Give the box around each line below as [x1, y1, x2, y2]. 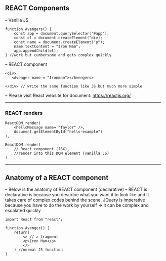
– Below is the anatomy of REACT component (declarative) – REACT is [5, 186, 147, 192]
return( [14, 230, 30, 235]
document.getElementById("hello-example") [14, 130, 103, 134]
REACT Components [5, 4, 70, 12]
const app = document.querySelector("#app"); [14, 31, 110, 36]
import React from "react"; [5, 217, 63, 222]
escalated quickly [5, 207, 41, 213]
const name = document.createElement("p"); [14, 40, 105, 44]
